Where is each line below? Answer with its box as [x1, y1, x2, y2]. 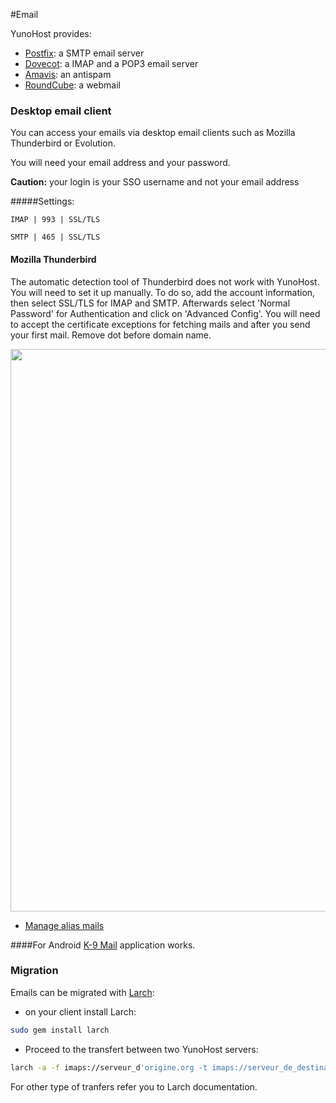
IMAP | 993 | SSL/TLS [10, 215, 101, 225]
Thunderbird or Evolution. [10, 137, 116, 149]
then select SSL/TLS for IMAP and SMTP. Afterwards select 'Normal [10, 297, 291, 309]
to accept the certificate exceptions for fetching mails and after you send [10, 318, 311, 330]
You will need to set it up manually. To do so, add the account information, [10, 286, 316, 298]
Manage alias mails [24, 919, 105, 931]
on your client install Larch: [24, 1005, 137, 1018]
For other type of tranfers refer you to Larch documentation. [10, 1080, 258, 1093]
